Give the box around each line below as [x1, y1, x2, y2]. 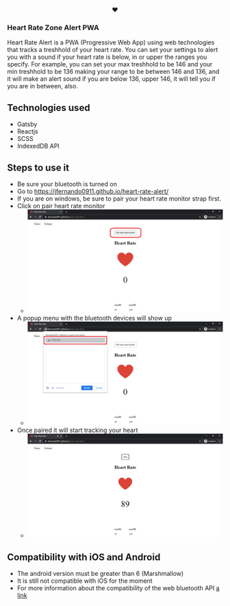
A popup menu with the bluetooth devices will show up [16, 314, 172, 322]
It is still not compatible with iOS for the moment [16, 577, 153, 585]
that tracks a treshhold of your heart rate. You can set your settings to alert [7, 46, 218, 54]
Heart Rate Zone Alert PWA [7, 23, 99, 32]
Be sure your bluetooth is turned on [16, 179, 118, 188]
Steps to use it [7, 162, 70, 173]
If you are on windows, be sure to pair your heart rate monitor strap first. [16, 194, 221, 203]
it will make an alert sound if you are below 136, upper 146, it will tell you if [7, 75, 216, 83]
